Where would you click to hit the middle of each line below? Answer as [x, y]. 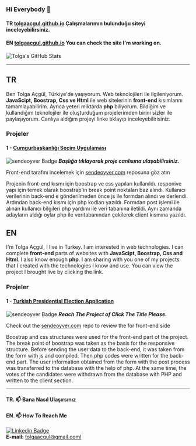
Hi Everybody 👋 [28, 9]
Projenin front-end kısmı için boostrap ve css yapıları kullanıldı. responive [94, 183]
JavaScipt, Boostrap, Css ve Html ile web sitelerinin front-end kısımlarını [94, 100]
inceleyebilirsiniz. [28, 29]
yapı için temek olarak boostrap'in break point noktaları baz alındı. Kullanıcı [96, 190]
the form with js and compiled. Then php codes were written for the [87, 355]
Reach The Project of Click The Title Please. [113, 314]
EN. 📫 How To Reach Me [36, 416]
